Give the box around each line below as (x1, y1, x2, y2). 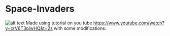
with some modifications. (54, 25, 107, 31)
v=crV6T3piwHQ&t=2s (5, 25, 53, 31)
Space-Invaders (5, 3, 75, 15)
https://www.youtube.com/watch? (93, 20, 165, 26)
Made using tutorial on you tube (25, 20, 92, 26)
